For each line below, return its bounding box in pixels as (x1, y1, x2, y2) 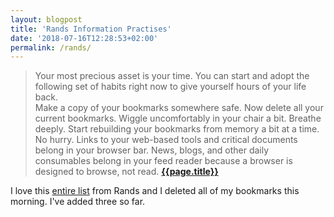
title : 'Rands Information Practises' (10, 24, 172, 34)
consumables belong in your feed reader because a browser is (34, 155, 293, 167)
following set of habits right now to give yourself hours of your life (34, 81, 307, 93)
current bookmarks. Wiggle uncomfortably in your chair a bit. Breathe (34, 112, 322, 125)
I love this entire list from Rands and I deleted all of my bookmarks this (10, 185, 300, 197)
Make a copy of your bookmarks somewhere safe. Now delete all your (34, 102, 324, 114)
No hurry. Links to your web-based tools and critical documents (34, 134, 298, 146)
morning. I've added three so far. (10, 196, 146, 208)
